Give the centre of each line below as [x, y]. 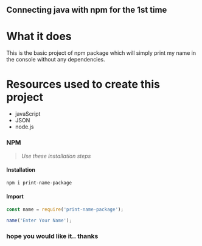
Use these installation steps [56, 156]
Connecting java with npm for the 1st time [87, 10]
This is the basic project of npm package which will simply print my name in [101, 53]
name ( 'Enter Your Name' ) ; [39, 220]
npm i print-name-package [39, 183]
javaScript [28, 114]
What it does [39, 36]
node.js [25, 127]
